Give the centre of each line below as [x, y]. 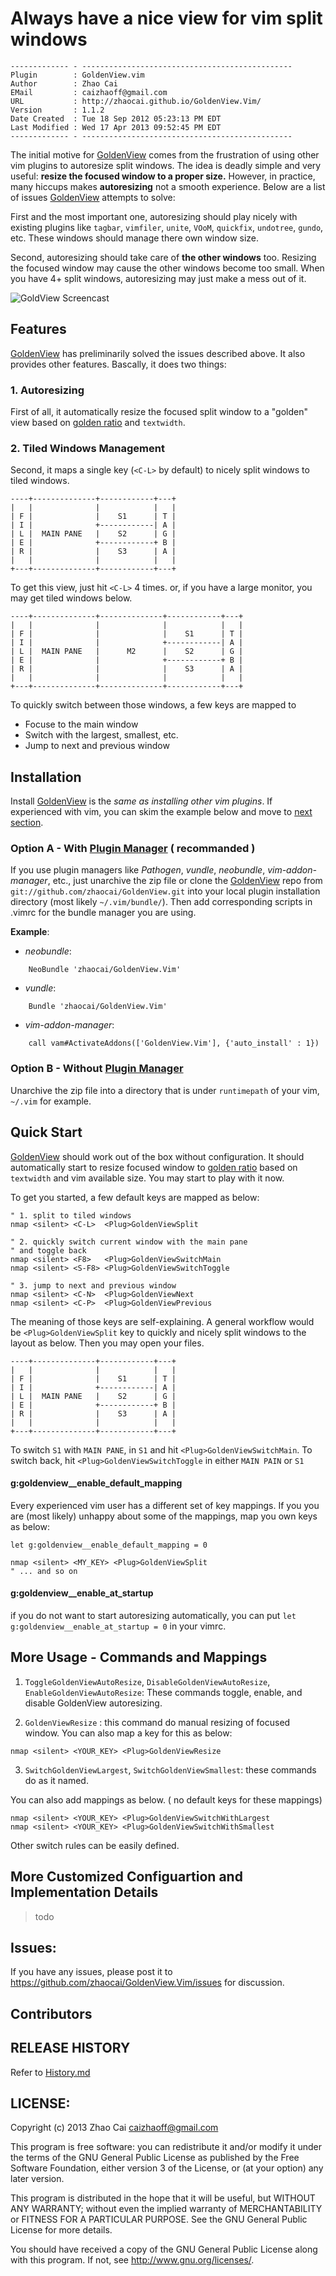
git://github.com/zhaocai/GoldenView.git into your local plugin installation [165, 891]
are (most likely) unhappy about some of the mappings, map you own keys [164, 1516]
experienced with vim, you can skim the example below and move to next [161, 812]
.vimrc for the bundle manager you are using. [103, 913]
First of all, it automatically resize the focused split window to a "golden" [159, 412]
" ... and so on [44, 1571]
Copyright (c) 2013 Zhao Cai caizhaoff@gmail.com [114, 2128]
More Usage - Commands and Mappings [139, 1657]
